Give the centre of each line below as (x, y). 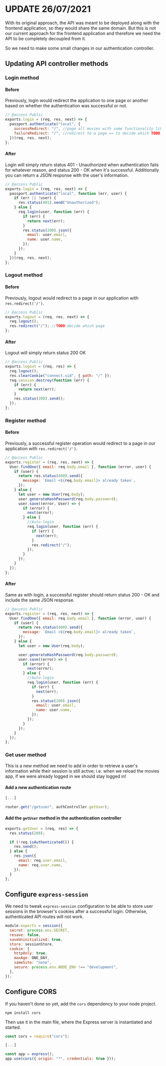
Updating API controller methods (57, 64)
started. (13, 1027)
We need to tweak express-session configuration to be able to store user (79, 906)
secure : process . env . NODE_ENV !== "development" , (66, 967)
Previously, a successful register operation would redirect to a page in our (80, 443)
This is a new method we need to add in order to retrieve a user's (71, 766)
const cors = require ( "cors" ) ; (37, 1036)
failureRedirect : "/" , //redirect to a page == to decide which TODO (87, 133)
